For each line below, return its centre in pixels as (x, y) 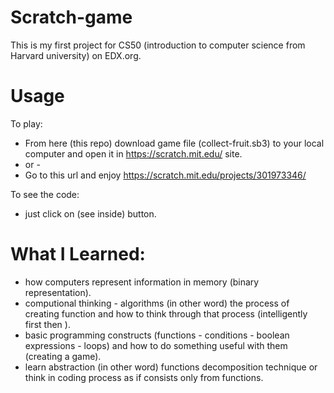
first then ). (47, 324)
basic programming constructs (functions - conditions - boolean (157, 335)
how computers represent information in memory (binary (142, 282)
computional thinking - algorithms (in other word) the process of (157, 303)
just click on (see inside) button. (90, 213)
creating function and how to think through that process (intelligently (166, 313)
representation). (58, 292)
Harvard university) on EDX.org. (76, 55)
